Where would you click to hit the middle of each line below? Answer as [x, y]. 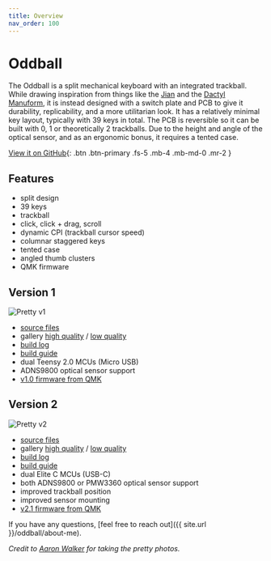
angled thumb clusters [57, 258]
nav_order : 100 [34, 23]
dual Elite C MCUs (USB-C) [65, 474]
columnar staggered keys [62, 241]
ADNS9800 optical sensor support [78, 371]
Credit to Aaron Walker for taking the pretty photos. [94, 548]
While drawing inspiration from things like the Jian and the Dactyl [117, 95]
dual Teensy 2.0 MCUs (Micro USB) [79, 362]
